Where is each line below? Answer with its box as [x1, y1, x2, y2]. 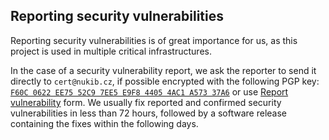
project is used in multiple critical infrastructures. [10, 45, 212, 57]
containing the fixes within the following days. [10, 117, 199, 129]
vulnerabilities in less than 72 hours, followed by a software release [10, 107, 287, 119]
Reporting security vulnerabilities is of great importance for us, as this [10, 34, 298, 46]
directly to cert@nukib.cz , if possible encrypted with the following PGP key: [10, 75, 320, 87]
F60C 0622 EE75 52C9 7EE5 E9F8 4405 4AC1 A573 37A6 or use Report [10, 85, 289, 98]
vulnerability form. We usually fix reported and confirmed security [10, 96, 282, 108]
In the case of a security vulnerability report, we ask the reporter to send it [10, 64, 317, 76]
